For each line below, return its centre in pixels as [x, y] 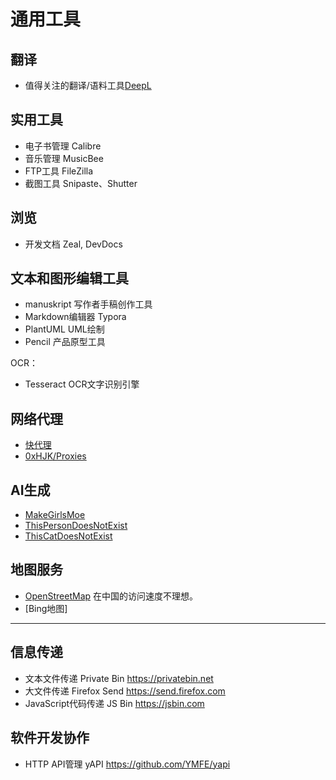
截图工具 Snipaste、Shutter [81, 183]
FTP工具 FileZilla [59, 171]
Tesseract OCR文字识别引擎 [82, 384]
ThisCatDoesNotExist [68, 536]
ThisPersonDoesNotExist [76, 526]
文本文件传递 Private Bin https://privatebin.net [119, 678]
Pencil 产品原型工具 [65, 342]
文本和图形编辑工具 [69, 278]
